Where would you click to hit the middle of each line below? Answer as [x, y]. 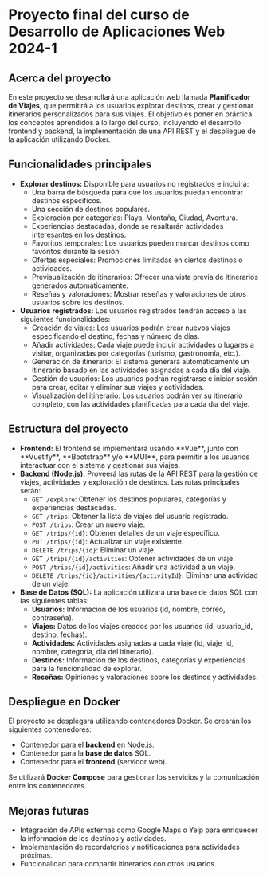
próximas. [36, 855]
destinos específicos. [67, 200]
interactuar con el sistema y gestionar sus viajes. [100, 465]
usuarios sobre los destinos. [78, 302]
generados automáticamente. [80, 285]
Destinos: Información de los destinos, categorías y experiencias [139, 660]
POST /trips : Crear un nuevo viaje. [88, 524]
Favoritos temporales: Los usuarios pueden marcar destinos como [140, 243]
